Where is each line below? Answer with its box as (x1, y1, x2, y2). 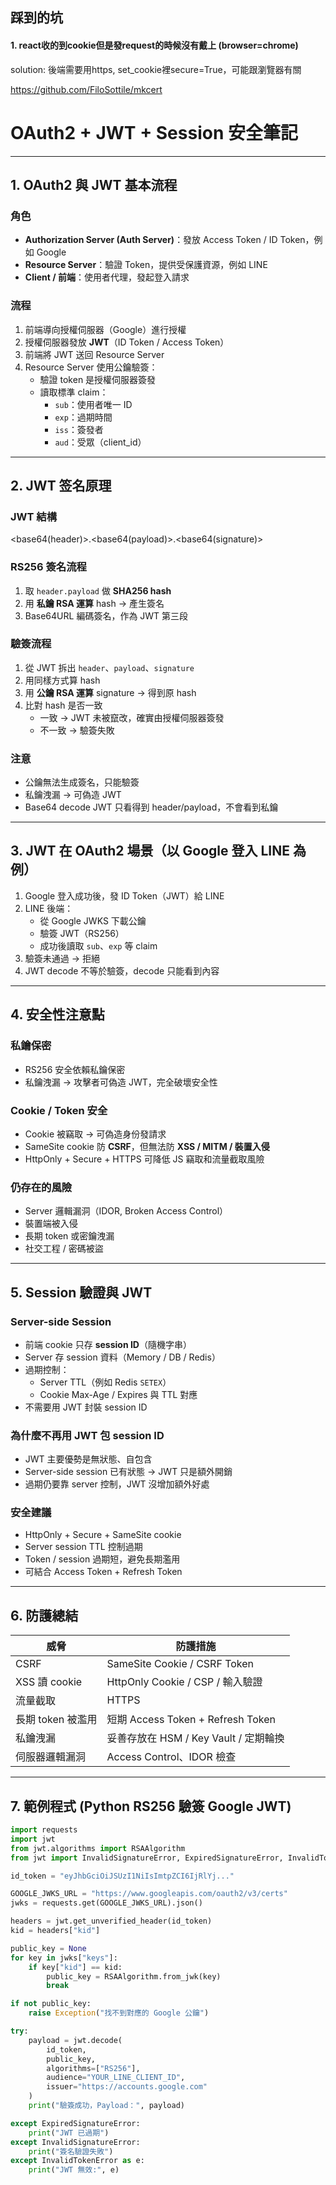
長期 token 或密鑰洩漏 (24, 1230, 115, 1242)
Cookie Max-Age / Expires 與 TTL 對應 (39, 1388, 198, 1400)
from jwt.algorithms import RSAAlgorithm (10, 1843, 186, 1853)
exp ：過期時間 (54, 411, 113, 423)
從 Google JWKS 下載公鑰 (39, 914, 147, 927)
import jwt (10, 1834, 56, 1844)
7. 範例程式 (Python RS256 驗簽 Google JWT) (10, 1798, 292, 1815)
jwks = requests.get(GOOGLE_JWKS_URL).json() (10, 1898, 203, 1908)
